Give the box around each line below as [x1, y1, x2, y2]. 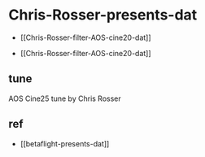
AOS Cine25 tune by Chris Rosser [8, 94, 122, 103]
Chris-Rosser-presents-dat [8, 6, 198, 24]
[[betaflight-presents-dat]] [20, 138, 110, 148]
